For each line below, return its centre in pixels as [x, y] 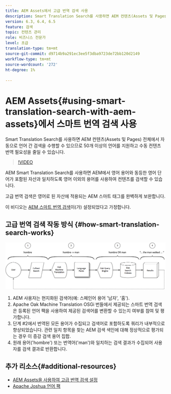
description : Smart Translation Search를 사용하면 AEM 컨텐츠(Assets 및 [79, 16]
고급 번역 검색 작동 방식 [39, 225]
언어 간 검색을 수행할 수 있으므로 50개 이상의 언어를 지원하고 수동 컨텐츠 [90, 146]
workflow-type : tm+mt [28, 59]
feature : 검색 [19, 27]
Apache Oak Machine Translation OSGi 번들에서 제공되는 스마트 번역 [82, 304]
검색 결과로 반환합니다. [45, 349]
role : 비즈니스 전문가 [25, 38]
